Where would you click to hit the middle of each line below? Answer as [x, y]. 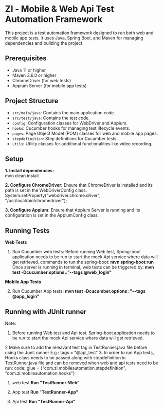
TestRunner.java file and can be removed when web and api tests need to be [82, 363]
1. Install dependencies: [30, 171]
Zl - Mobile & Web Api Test [60, 9]
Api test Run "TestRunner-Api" [44, 401]
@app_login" [26, 296]
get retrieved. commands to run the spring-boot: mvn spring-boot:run [83, 262]
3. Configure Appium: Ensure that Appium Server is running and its [72, 210]
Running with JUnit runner [46, 311]
